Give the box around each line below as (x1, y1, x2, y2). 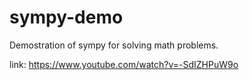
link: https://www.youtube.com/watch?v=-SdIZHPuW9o (9, 58, 239, 70)
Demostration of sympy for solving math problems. (9, 39, 219, 51)
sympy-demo (9, 6, 124, 29)
